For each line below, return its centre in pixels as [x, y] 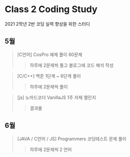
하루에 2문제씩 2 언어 [51, 149]
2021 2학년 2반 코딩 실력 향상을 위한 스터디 [48, 24]
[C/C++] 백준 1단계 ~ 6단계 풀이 [49, 76]
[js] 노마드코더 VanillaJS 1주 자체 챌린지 [57, 97]
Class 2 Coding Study [51, 9]
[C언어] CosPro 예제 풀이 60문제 [50, 55]
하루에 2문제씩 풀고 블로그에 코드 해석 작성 [72, 65]
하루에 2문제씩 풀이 [49, 86]
